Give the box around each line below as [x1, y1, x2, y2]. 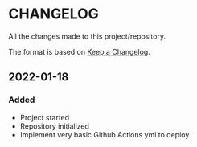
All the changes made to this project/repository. [8, 31, 166, 41]
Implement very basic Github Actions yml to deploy [19, 129, 190, 139]
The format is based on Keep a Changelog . [8, 47, 150, 56]
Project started [19, 112, 70, 122]
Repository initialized [19, 121, 90, 131]
